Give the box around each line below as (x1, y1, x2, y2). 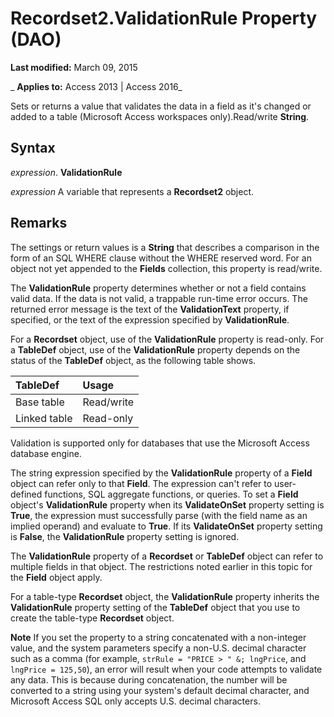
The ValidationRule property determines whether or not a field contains (10, 282, 307, 294)
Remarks (10, 215, 68, 232)
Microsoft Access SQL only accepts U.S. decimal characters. (10, 695, 261, 707)
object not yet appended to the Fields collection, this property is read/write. (10, 262, 323, 274)
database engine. (10, 447, 82, 459)
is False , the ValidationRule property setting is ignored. (10, 530, 240, 542)
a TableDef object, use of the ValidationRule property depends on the (10, 343, 301, 356)
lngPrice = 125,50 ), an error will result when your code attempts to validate (10, 663, 323, 675)
